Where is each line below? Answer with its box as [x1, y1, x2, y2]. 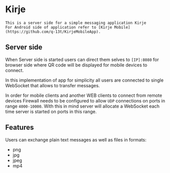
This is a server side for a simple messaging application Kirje [5, 20, 146, 25]
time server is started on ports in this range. [5, 108, 97, 115]
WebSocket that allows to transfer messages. [5, 82, 100, 88]
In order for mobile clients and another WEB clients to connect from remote [5, 92, 162, 98]
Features [5, 123, 34, 132]
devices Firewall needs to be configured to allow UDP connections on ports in [5, 97, 165, 103]
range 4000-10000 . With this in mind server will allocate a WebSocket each [5, 103, 160, 109]
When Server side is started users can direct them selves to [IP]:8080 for [5, 56, 159, 62]
